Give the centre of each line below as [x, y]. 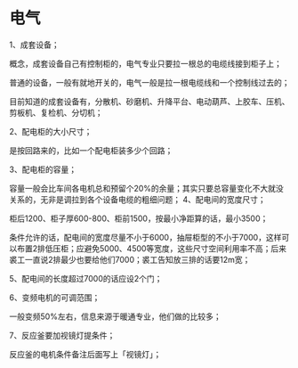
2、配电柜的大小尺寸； [51, 131]
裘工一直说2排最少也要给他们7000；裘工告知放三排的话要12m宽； [130, 259]
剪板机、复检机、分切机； [56, 112]
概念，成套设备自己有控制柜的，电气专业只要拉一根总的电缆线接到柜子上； [145, 63]
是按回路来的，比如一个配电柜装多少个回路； [91, 150]
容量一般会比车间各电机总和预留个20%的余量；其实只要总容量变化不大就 [143, 188]
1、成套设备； [34, 45]
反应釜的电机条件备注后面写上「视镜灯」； [85, 354]
